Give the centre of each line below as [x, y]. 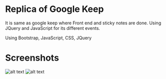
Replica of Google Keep [55, 9]
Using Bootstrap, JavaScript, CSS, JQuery [48, 38]
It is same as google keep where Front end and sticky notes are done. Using [83, 23]
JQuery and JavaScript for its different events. [53, 28]
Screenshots [32, 58]
